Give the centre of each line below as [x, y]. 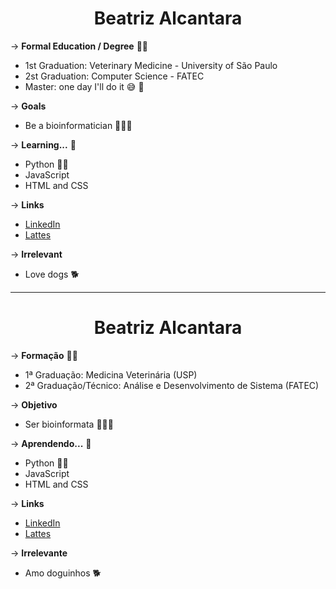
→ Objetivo [34, 404]
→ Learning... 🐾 [43, 144]
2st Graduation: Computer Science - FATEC [114, 76]
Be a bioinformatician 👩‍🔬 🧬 [78, 125]
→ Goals [28, 106]
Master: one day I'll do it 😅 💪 [84, 86]
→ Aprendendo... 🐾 [51, 443]
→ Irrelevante [39, 553]
